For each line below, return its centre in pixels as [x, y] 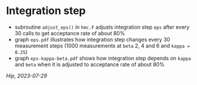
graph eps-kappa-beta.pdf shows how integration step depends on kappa [103, 58]
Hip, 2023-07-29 [27, 76]
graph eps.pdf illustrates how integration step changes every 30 [92, 39]
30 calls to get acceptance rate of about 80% [70, 33]
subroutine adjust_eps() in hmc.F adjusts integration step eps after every [102, 27]
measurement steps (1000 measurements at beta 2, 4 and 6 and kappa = [102, 46]
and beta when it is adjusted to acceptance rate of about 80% [89, 64]
